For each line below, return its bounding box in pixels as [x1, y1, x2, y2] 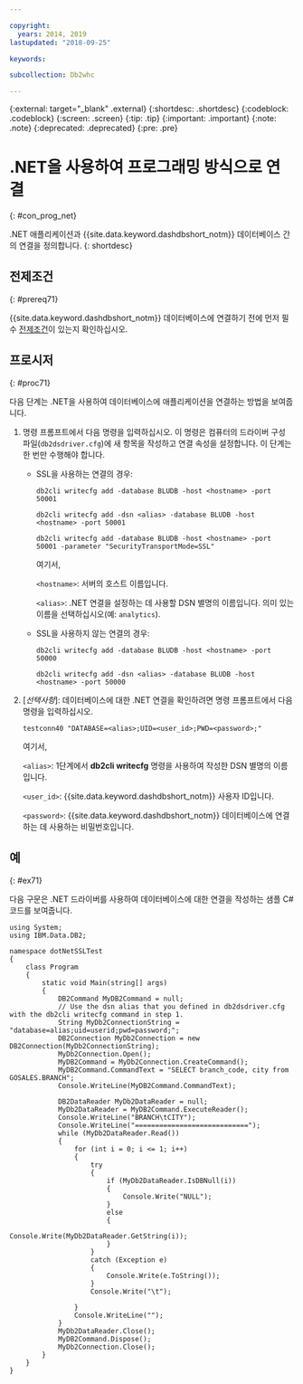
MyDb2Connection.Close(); [57, 1342, 156, 1351]
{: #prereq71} [9, 293, 59, 304]
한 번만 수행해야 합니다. [22, 449, 106, 460]
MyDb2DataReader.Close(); [57, 1326, 156, 1335]
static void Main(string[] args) [42, 978, 168, 987]
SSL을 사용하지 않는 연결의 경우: [35, 628, 150, 639]
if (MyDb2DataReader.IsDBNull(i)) [106, 1176, 237, 1185]
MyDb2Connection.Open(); [57, 1049, 152, 1058]
